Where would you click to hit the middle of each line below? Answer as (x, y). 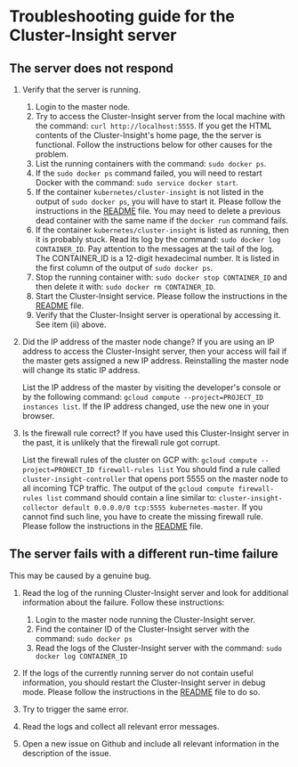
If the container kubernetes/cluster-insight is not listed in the (149, 192)
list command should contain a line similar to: (131, 498)
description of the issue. (66, 753)
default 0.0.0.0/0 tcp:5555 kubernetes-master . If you (162, 507)
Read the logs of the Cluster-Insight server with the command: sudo (159, 648)
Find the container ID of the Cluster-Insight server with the (142, 629)
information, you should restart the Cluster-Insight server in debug (144, 682)
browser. (38, 416)
